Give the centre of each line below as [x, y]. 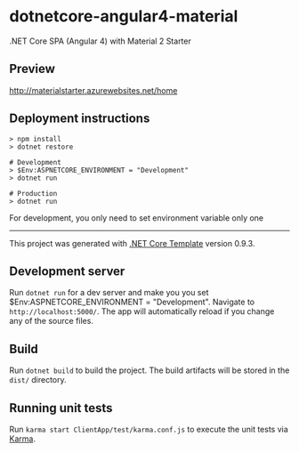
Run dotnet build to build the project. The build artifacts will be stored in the [149, 370]
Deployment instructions [80, 119]
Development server [67, 271]
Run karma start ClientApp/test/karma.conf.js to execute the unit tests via [149, 429]
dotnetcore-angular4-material [124, 16]
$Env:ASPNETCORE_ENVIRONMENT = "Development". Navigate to [132, 302]
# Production [33, 193]
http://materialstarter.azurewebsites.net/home [93, 90]
